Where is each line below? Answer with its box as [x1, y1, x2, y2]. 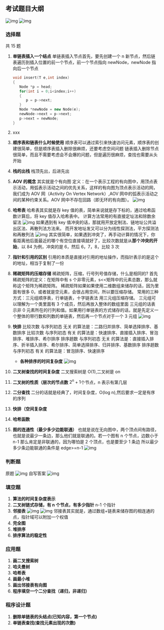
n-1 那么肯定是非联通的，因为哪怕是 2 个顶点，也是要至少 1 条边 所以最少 [12, 439, 159, 445]
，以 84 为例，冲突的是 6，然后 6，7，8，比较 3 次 [17, 243, 120, 250]
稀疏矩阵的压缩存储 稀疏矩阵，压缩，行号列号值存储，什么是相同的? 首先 [12, 270, 158, 276]
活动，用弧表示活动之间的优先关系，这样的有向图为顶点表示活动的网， [17, 184, 158, 190]
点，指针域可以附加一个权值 [12, 514, 69, 520]
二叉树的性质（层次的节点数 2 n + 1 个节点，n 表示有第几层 [12, 378, 128, 385]
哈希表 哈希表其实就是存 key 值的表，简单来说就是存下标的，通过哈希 [12, 207, 151, 213]
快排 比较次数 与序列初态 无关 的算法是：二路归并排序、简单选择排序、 [12, 323, 154, 329]
